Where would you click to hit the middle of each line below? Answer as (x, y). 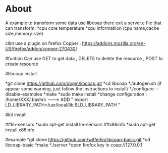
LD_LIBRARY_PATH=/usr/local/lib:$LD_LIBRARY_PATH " (63, 105)
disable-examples (24, 94)
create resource (22, 64)
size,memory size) (24, 33)
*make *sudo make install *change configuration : (95, 94)
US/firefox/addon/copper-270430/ (41, 48)
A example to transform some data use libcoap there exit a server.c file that (83, 23)
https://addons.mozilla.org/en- (114, 43)
